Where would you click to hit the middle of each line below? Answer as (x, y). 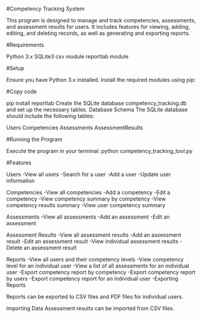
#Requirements (25, 45)
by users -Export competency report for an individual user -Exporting (93, 279)
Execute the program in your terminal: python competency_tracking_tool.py (99, 151)
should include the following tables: (50, 116)
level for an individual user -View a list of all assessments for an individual (98, 266)
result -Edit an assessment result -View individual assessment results (93, 241)
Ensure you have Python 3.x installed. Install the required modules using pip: (101, 80)
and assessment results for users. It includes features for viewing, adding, (98, 27)
